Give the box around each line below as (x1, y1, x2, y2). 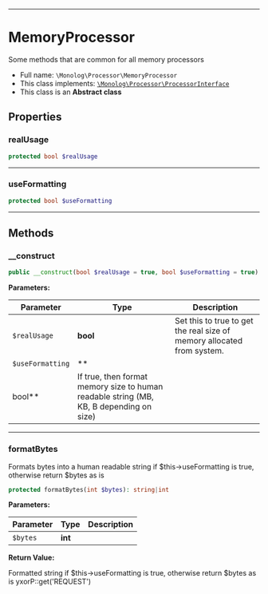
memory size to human (77, 381, 164, 392)
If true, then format (77, 371, 148, 382)
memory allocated (175, 335, 243, 346)
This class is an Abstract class (19, 87, 122, 97)
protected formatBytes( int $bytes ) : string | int (8, 485, 170, 493)
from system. (175, 345, 225, 356)
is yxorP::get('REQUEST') (8, 576, 92, 587)
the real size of (175, 325, 231, 336)
